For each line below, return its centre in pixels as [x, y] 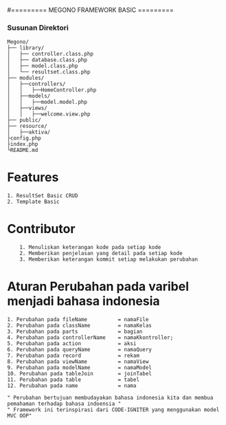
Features [33, 177]
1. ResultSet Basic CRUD [43, 196]
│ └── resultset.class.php [49, 72]
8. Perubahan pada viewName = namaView [78, 362]
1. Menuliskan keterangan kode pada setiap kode [90, 248]
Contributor [41, 229]
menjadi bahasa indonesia [83, 301]
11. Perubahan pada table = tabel [73, 380]
